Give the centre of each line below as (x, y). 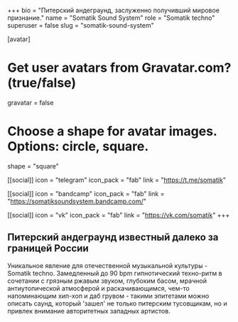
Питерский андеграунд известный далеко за (113, 237)
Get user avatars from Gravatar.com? (119, 68)
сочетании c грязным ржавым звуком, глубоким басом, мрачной (107, 281)
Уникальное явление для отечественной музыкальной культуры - (108, 265)
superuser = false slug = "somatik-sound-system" (81, 25)
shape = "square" (33, 166)
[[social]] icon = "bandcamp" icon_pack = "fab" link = (86, 193)
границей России (48, 248)
